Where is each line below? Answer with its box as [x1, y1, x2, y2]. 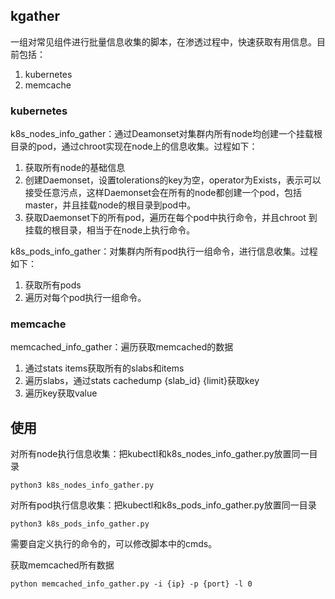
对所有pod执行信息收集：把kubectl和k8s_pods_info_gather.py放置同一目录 [10, 499, 317, 511]
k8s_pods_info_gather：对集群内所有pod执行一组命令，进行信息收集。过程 [10, 245, 318, 258]
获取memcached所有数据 [10, 559, 115, 571]
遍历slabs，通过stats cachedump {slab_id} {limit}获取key [24, 375, 260, 387]
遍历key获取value [24, 387, 98, 399]
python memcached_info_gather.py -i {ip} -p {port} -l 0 [10, 579, 253, 589]
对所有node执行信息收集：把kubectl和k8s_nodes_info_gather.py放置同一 [10, 448, 310, 460]
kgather [10, 8, 61, 25]
